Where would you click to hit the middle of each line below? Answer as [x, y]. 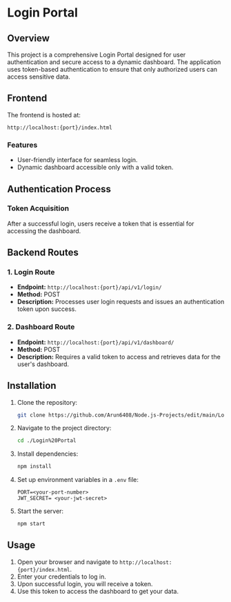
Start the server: [40, 511]
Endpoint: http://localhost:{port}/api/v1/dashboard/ [96, 342]
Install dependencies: [48, 454]
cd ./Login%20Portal [47, 441]
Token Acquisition [38, 208]
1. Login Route [31, 272]
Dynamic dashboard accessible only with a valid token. [95, 168]
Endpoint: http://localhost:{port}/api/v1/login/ [89, 287]
